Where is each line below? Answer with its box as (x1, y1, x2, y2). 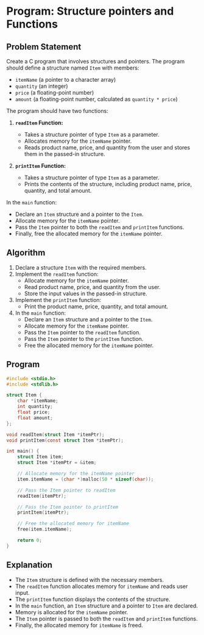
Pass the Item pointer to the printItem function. (24, 335, 144, 342)
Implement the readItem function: (15, 270, 99, 278)
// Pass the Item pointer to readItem (17, 487, 116, 493)
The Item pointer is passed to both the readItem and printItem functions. (15, 615, 198, 622)
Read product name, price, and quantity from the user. (24, 283, 161, 290)
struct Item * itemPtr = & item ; (17, 459, 97, 466)
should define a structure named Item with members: (6, 64, 139, 71)
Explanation (6, 560, 53, 570)
